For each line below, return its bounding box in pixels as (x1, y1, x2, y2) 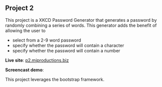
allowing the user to (5, 27, 46, 34)
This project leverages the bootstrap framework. (5, 76, 105, 82)
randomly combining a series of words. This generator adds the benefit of (5, 22, 157, 28)
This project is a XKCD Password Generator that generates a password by (5, 17, 157, 23)
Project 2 (5, 4, 34, 12)
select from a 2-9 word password (12, 37, 81, 43)
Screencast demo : (5, 67, 44, 73)
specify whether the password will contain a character (12, 42, 125, 48)
